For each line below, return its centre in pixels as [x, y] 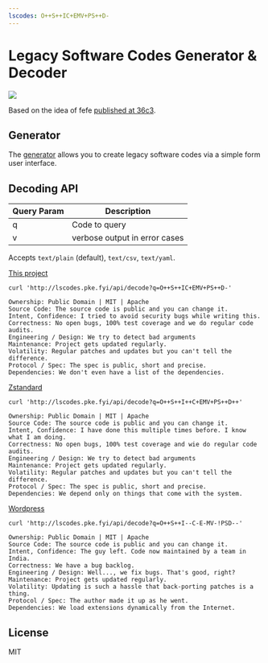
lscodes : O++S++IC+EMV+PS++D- [59, 16]
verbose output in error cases [128, 238]
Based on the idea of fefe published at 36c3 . [82, 110]
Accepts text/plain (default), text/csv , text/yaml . [92, 257]
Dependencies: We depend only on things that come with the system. [126, 494]
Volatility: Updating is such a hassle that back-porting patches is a [131, 587]
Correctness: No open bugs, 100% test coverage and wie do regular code [133, 445]
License [29, 632]
